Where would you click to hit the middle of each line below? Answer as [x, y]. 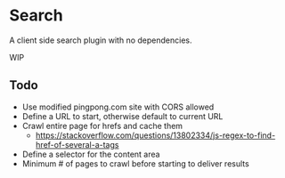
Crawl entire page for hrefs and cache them [102, 125]
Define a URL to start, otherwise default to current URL [122, 116]
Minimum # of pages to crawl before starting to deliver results [135, 163]
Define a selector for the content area [91, 154]
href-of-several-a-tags [77, 144]
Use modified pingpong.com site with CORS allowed [118, 107]
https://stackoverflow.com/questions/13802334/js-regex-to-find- [155, 135]
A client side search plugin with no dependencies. [101, 40]
